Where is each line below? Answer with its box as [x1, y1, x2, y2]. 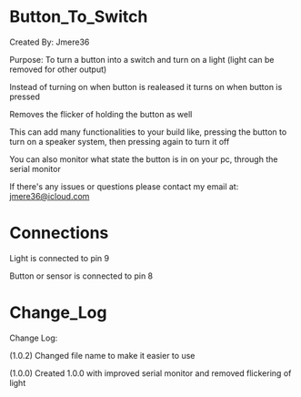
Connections [9, 223, 109, 243]
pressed [9, 91, 41, 102]
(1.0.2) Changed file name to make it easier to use [9, 350, 196, 361]
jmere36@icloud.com [9, 190, 90, 201]
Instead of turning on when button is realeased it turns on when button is [9, 81, 283, 92]
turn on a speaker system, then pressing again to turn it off [9, 136, 230, 147]
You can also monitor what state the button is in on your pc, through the [9, 153, 278, 165]
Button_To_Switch [9, 6, 148, 27]
